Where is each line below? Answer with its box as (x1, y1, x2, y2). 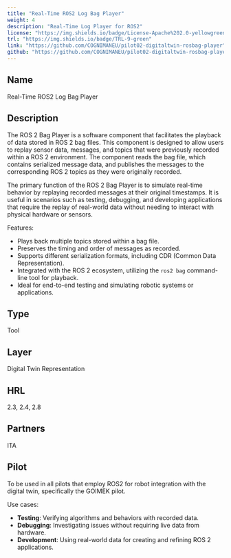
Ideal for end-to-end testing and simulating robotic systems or (16, 281, 194, 289)
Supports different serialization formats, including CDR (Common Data (16, 251, 217, 259)
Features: (7, 223, 34, 232)
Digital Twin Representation (7, 365, 85, 373)
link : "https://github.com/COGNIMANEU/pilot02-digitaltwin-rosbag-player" (7, 42, 226, 49)
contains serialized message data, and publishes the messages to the (7, 160, 204, 168)
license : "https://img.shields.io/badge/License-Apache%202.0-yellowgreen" (7, 29, 229, 37)
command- (186, 266, 219, 275)
